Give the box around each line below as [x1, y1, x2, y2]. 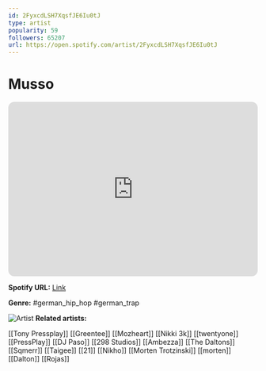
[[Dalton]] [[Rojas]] [8, 354, 70, 364]
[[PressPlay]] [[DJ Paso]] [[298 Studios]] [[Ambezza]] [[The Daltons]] [8, 338, 235, 347]
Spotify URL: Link [8, 283, 66, 293]
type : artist [8, 19, 51, 27]
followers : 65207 [8, 33, 66, 42]
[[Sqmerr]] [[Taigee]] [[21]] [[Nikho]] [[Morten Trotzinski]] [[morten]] [8, 346, 232, 355]
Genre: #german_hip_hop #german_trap [8, 298, 140, 308]
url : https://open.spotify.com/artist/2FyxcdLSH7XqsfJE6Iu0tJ [8, 41, 218, 49]
